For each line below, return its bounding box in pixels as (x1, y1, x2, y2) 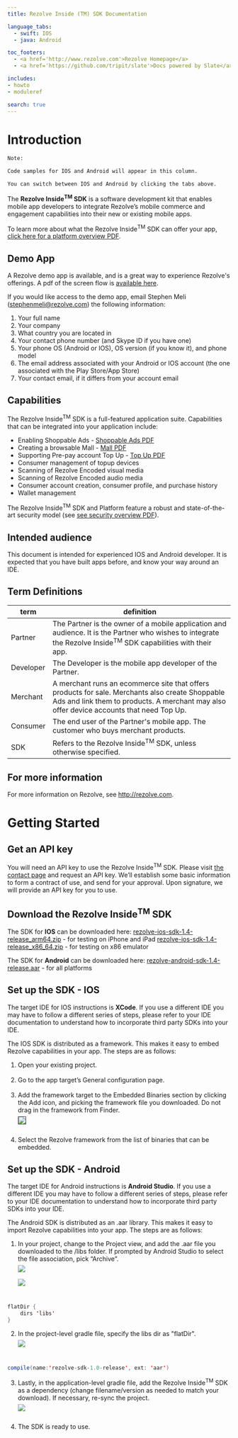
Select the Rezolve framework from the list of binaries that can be (17, 1135, 210, 1144)
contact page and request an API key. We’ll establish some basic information (7, 871, 231, 879)
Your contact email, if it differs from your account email (17, 374, 179, 383)
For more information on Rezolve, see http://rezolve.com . (7, 791, 174, 799)
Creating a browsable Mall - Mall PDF (17, 443, 127, 452)
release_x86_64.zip (7, 942, 64, 951)
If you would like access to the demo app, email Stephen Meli (7, 293, 186, 301)
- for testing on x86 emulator (64, 942, 149, 951)
